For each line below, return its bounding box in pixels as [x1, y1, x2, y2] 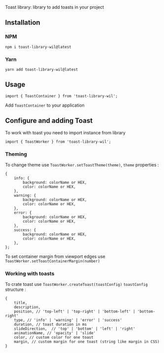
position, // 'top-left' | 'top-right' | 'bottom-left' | [14, 309, 135, 314]
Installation [5, 18, 40, 27]
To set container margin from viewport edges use [5, 253, 105, 259]
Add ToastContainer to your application [5, 102, 85, 108]
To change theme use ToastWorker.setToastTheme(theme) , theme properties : [5, 161, 159, 167]
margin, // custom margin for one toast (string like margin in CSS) [14, 339, 160, 345]
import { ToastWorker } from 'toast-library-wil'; [5, 139, 111, 144]
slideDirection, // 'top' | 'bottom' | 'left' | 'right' [14, 326, 135, 331]
